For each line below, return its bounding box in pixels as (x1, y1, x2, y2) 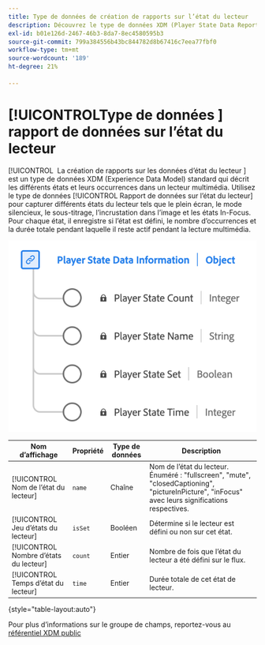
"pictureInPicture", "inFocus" (149, 486, 243, 497)
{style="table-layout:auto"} (8, 604, 96, 613)
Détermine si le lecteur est (149, 519, 234, 528)
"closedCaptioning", (149, 478, 215, 488)
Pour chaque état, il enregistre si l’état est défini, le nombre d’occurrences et (8, 216, 256, 225)
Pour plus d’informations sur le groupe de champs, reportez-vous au (8, 620, 231, 629)
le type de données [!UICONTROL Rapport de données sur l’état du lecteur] (8, 190, 254, 201)
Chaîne (110, 482, 134, 493)
